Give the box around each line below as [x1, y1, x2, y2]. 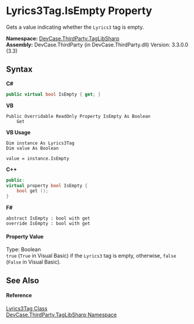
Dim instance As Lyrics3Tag [6, 140, 75, 146]
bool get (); [16, 188, 49, 194]
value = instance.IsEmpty [6, 156, 69, 161]
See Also [6, 275, 39, 285]
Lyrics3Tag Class [6, 305, 48, 312]
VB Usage [6, 129, 31, 136]
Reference [6, 292, 32, 299]
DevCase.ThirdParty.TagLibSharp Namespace [6, 311, 117, 318]
